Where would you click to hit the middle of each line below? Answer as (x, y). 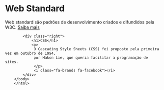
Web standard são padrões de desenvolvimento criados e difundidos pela (80, 22)
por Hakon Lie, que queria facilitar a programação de (91, 57)
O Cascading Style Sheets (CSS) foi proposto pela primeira (96, 49)
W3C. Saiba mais (23, 27)
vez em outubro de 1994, (30, 53)
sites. (12, 62)
